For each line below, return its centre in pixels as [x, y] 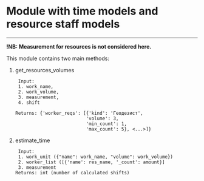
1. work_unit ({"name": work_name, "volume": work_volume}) [96, 157]
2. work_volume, [39, 92]
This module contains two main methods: [58, 58]
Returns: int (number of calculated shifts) [72, 172]
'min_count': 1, [107, 124]
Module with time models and [83, 11]
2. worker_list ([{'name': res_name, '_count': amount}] [91, 162]
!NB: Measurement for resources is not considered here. [79, 46]
